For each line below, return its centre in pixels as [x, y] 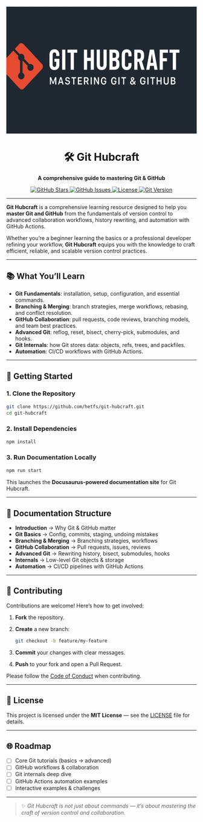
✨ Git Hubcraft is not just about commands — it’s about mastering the [108, 806]
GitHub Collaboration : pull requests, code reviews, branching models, [102, 319]
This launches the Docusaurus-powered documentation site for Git [91, 482]
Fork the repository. [40, 617]
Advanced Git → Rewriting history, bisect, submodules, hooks [92, 554]
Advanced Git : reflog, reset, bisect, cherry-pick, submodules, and [97, 332]
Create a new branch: [42, 629]
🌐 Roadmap [29, 746]
